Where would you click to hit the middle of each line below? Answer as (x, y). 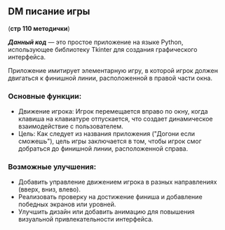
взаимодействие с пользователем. (70, 126)
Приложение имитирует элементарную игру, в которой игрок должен (113, 70)
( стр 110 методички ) (39, 28)
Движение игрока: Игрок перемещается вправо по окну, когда (113, 111)
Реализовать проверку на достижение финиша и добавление (110, 197)
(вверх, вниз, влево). (49, 189)
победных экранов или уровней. (67, 204)
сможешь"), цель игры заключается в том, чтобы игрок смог (110, 141)
